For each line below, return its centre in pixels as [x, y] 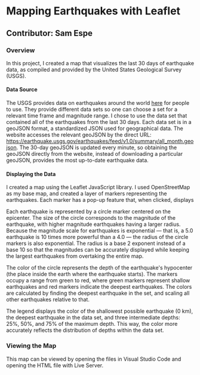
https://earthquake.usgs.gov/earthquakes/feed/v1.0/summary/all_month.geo [100, 141]
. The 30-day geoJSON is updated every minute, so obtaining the [97, 147]
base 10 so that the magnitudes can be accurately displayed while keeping [98, 250]
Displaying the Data [31, 174]
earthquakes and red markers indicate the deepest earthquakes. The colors [99, 287]
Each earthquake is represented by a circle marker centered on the [89, 211]
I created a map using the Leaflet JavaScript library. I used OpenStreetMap [98, 187]
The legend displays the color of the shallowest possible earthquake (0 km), [100, 311]
